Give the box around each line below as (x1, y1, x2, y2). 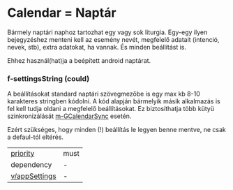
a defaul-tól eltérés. (7, 133, 64, 141)
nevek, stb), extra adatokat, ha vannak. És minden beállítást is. (7, 43, 187, 51)
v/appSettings (10, 171, 57, 181)
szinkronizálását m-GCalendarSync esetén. (7, 112, 132, 120)
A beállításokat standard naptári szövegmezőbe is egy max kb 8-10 (7, 89, 200, 98)
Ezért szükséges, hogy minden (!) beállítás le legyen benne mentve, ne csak (7, 126, 227, 134)
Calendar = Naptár (7, 5, 116, 21)
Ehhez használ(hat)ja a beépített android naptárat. (7, 56, 151, 64)
